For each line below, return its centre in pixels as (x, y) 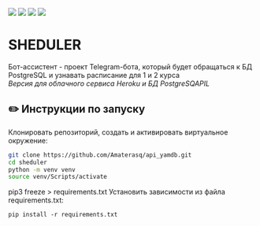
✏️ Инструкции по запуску (77, 109)
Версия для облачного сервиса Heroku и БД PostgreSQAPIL (109, 83)
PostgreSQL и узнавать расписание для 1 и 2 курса (94, 75)
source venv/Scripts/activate (58, 177)
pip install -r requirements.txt (63, 215)
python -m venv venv (42, 169)
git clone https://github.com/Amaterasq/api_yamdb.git (100, 155)
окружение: (28, 140)
